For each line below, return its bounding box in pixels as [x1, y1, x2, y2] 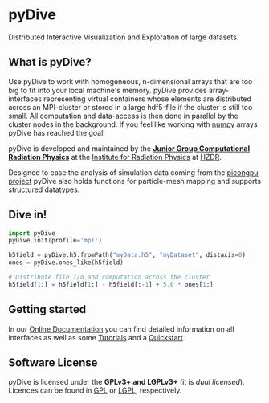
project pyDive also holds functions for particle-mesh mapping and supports [8, 176, 262, 185]
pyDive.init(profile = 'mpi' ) [8, 237, 103, 245]
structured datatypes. [8, 185, 80, 194]
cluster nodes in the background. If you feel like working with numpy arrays [8, 119, 259, 129]
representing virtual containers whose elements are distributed [43, 94, 251, 104]
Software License [8, 356, 98, 370]
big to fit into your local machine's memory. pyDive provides [8, 85, 207, 95]
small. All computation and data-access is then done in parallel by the [8, 111, 238, 120]
